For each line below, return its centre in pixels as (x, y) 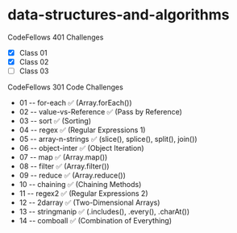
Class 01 (33, 52)
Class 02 (34, 62)
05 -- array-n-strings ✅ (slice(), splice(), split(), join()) (108, 139)
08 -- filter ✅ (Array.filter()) (64, 166)
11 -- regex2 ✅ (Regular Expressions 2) (83, 193)
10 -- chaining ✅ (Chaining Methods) (80, 185)
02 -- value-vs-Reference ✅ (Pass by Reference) (101, 112)
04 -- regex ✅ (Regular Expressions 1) (82, 130)
